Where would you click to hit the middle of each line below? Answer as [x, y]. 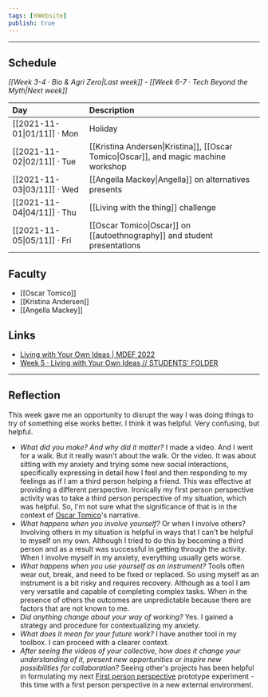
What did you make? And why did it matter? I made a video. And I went [136, 447]
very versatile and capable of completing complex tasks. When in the [133, 591]
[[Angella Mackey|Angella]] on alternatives [169, 180]
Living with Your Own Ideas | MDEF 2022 [87, 354]
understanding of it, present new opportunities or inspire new [120, 659]
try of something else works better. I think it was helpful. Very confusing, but [134, 423]
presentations [115, 246]
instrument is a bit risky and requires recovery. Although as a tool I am [135, 583]
